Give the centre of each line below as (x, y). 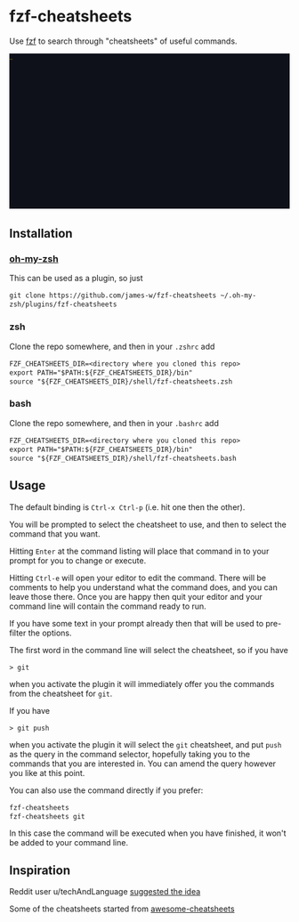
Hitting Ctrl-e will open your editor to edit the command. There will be (138, 578)
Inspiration (40, 870)
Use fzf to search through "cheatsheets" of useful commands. (123, 41)
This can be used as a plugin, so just (77, 279)
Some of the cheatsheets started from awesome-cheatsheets (122, 909)
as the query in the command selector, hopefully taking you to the (130, 754)
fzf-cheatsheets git (48, 816)
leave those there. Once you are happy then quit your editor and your (136, 596)
